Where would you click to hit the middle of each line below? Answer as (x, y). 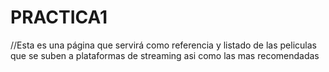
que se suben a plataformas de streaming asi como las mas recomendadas (165, 55)
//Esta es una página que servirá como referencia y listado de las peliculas (163, 45)
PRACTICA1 (59, 17)
